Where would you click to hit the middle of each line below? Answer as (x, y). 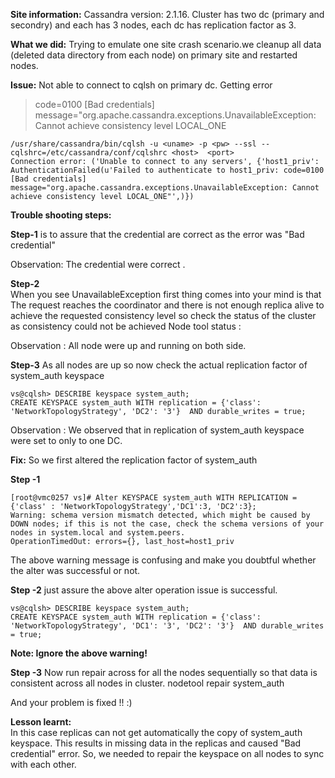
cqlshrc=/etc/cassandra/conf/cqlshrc (89, 153)
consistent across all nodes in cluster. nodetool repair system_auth (147, 683)
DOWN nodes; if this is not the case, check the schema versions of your (167, 524)
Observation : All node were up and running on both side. (128, 345)
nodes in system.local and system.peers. (98, 533)
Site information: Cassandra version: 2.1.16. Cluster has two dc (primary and (167, 14)
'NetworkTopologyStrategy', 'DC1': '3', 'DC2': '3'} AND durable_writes (167, 626)
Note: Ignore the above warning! (79, 653)
